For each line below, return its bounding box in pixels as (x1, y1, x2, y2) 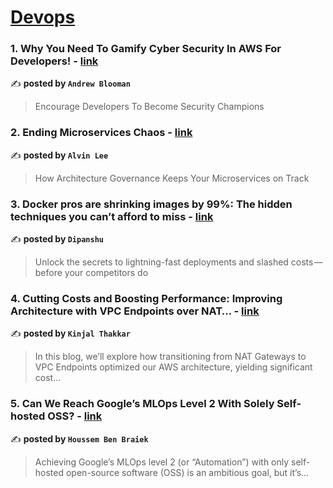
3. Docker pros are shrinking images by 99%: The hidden (10, 197, 293, 211)
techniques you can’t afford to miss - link (10, 209, 214, 223)
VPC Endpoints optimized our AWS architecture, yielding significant (34, 361, 313, 373)
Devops (10, 6, 76, 29)
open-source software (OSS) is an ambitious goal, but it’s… (65, 466, 310, 478)
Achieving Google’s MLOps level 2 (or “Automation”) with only (34, 456, 290, 468)
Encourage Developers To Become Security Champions (34, 101, 265, 113)
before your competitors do (34, 267, 149, 279)
